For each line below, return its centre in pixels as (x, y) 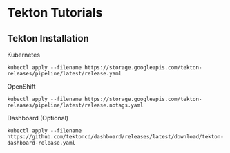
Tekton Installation (48, 38)
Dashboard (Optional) (38, 118)
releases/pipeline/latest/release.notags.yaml (75, 105)
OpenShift (21, 87)
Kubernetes (23, 55)
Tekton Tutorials (55, 13)
